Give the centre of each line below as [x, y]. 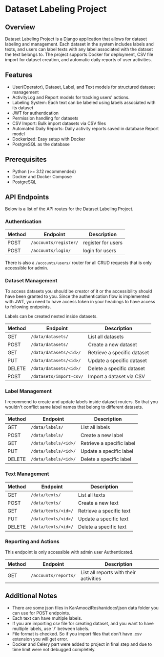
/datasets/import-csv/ [57, 377]
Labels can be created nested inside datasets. [51, 316]
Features [19, 75]
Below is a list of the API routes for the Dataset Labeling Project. [69, 209]
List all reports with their [108, 572]
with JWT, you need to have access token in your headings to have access [80, 302]
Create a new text [98, 503]
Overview [20, 27]
